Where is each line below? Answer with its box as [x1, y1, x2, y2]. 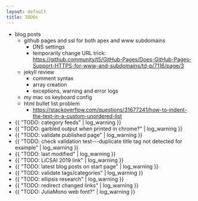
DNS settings [32, 43, 65, 50]
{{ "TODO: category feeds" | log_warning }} [14, 119, 122, 126]
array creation [32, 81, 67, 88]
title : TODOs [6, 14, 39, 20]
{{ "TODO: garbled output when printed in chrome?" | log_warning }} [14, 125, 183, 132]
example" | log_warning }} [14, 143, 79, 151]
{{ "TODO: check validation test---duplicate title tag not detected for [14, 138, 183, 145]
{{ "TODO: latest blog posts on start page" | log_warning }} [14, 162, 159, 170]
